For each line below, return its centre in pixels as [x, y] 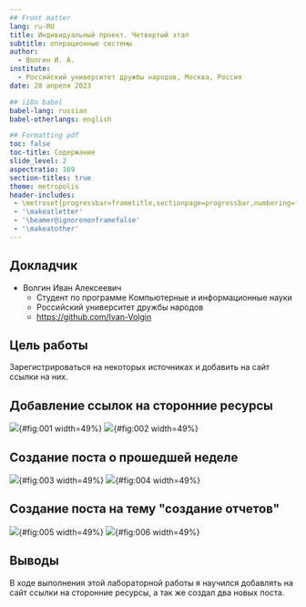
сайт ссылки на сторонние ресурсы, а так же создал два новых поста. [147, 592]
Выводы [34, 561]
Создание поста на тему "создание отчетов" [145, 509]
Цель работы [49, 345]
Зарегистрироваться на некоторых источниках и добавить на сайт [140, 367]
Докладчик [44, 266]
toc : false [30, 144]
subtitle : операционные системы [71, 43]
